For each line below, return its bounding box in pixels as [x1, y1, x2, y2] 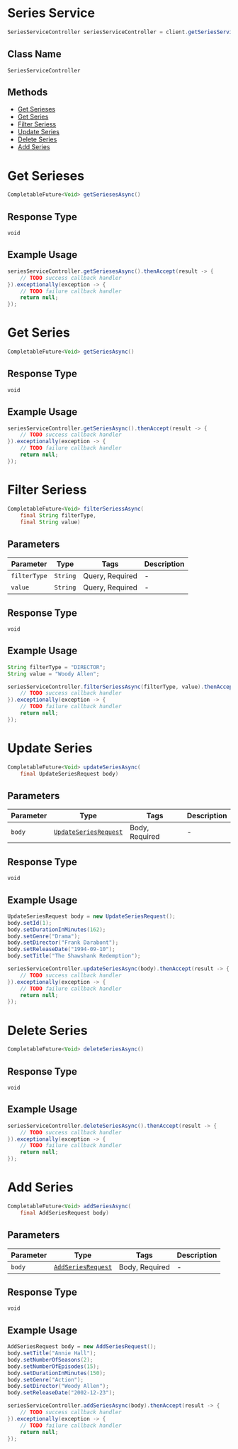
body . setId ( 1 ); [7, 919, 52, 926]
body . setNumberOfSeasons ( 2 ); [7, 1356, 93, 1363]
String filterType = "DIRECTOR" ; [7, 663, 106, 671]
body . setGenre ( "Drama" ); [7, 933, 81, 940]
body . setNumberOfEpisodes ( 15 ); [7, 1362, 100, 1370]
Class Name [7, 48, 62, 60]
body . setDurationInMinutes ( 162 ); [7, 926, 106, 933]
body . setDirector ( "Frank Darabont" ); [7, 939, 119, 946]
